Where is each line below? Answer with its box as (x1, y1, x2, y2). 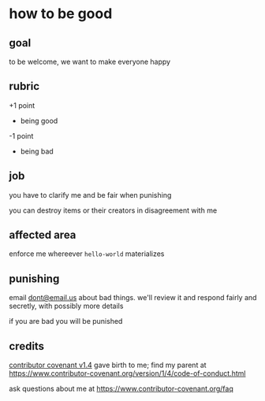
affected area (9, 228, 77, 242)
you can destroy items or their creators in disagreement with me (9, 206, 218, 215)
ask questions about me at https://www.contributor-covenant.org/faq (9, 384, 233, 394)
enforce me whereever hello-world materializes (9, 249, 165, 258)
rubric (9, 80, 40, 93)
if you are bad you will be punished (9, 317, 123, 326)
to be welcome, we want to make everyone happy (9, 57, 171, 66)
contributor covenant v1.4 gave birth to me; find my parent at (9, 360, 207, 370)
